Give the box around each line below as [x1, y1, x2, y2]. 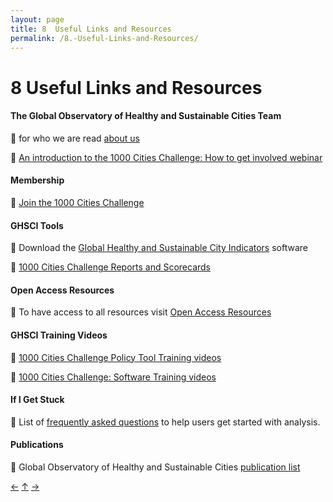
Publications [10, 439, 64, 451]
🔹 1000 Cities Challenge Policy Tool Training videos [10, 351, 222, 363]
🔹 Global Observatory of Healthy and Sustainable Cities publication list [10, 461, 301, 473]
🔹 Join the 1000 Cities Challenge [10, 196, 145, 208]
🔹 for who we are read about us [10, 132, 140, 144]
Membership [10, 174, 65, 186]
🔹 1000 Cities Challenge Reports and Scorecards [10, 261, 212, 273]
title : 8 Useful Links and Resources [10, 24, 172, 34]
